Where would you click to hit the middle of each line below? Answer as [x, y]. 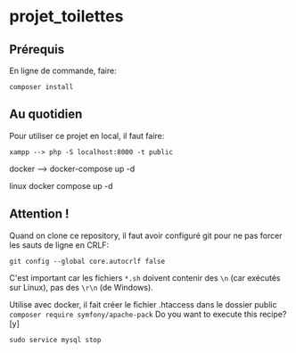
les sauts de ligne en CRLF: [59, 245]
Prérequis [37, 49]
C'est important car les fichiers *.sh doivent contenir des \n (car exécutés [145, 277]
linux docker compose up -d [61, 185]
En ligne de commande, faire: [63, 70]
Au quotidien [46, 115]
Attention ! [39, 214]
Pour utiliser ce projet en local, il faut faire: [87, 135]
